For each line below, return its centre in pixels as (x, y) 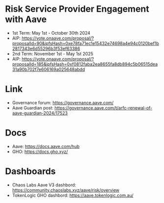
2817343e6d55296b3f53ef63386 (46, 48)
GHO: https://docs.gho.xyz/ (40, 151)
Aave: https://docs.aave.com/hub (46, 146)
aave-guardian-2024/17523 (40, 113)
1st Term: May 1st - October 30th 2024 (51, 33)
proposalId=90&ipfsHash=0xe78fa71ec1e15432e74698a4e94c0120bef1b (85, 43)
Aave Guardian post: (33, 108)
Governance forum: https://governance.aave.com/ (63, 102)
